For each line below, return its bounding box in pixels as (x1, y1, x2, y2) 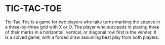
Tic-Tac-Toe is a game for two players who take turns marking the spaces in (5, 19, 161, 25)
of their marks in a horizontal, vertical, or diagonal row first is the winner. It (5, 29, 157, 35)
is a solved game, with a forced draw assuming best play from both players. (5, 34, 160, 40)
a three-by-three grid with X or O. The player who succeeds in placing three (5, 24, 160, 30)
